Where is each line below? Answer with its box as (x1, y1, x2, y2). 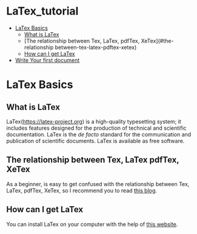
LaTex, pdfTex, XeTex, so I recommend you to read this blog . (6, 187, 158, 194)
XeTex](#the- (141, 37, 174, 44)
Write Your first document (15, 56, 80, 64)
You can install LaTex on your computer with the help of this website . (6, 220, 178, 228)
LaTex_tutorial (6, 4, 79, 18)
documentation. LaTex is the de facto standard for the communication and (6, 130, 192, 138)
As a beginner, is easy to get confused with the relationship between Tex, (6, 180, 190, 187)
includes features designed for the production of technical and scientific (6, 124, 187, 132)
